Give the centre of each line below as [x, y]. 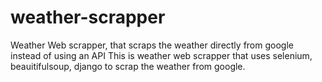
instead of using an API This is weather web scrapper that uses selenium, [161, 55]
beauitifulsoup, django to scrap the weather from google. [128, 66]
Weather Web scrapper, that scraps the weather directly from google [152, 45]
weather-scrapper [88, 17]
